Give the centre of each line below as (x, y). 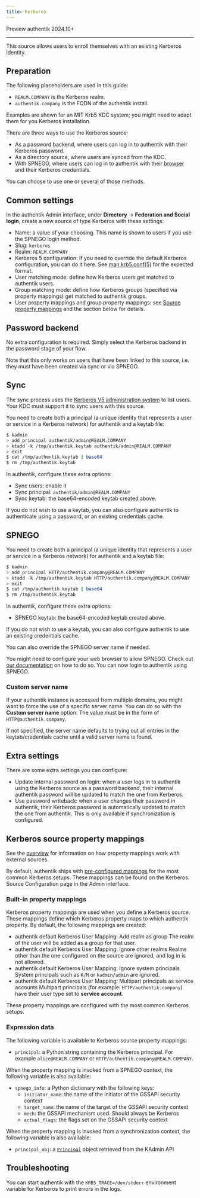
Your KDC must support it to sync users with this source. (76, 406)
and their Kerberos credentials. (53, 170)
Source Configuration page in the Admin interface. (68, 884)
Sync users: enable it (40, 486)
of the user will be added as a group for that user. (75, 943)
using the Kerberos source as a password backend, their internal (94, 788)
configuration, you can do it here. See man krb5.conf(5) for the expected (104, 264)
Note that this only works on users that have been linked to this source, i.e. (98, 360)
